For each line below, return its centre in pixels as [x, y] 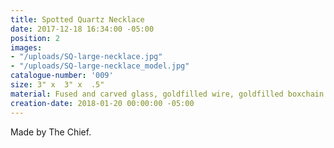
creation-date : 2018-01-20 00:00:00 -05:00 [102, 103]
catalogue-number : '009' [62, 76]
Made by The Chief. [51, 132]
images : [26, 47]
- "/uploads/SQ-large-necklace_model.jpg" [100, 66]
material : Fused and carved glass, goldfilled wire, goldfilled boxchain [167, 94]
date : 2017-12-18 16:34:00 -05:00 [82, 29]
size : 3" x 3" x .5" [57, 85]
